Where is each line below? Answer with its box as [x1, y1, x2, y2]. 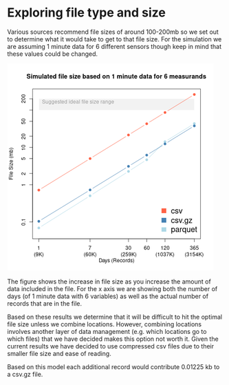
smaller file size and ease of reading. [7, 349, 111, 357]
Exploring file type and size [7, 5, 166, 21]
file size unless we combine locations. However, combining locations [7, 319, 202, 328]
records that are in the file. [7, 299, 83, 308]
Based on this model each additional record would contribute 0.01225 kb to [7, 362, 220, 371]
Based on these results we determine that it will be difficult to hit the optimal [7, 313, 222, 321]
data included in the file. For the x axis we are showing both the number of [7, 284, 218, 293]
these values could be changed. [7, 50, 98, 58]
